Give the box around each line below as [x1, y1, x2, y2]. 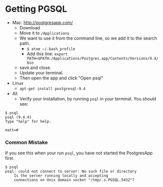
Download [19, 24, 40, 30]
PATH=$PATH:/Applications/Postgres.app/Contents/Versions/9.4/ [26, 56, 159, 61]
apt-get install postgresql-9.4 [19, 86, 86, 91]
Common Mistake [5, 139, 48, 145]
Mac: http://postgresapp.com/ [12, 20, 73, 25]
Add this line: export [26, 50, 68, 57]
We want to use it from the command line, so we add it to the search [19, 35, 158, 41]
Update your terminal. [19, 70, 64, 75]
